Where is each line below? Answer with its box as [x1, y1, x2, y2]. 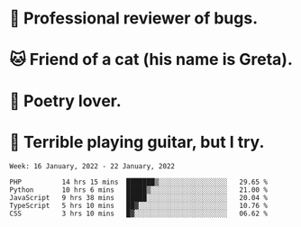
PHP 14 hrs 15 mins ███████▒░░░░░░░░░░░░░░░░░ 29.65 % [9, 177, 269, 186]
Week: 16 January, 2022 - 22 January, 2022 [9, 161, 176, 170]
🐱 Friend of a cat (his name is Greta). [9, 50, 293, 70]
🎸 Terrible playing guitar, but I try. [9, 132, 265, 152]
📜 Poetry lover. [9, 90, 122, 111]
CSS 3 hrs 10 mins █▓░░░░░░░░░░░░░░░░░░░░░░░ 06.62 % [9, 209, 269, 218]
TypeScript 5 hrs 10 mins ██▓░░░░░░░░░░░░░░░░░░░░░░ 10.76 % [9, 201, 269, 210]
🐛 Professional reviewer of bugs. [9, 8, 259, 29]
